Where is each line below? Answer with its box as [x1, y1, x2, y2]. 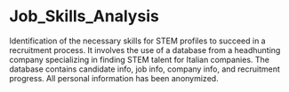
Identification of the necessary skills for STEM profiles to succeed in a [9, 35, 266, 46]
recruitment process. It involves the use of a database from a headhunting [9, 44, 281, 55]
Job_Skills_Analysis [9, 6, 160, 27]
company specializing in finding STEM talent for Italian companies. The [9, 54, 269, 65]
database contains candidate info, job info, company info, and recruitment [9, 64, 280, 74]
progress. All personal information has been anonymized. [9, 73, 220, 83]
